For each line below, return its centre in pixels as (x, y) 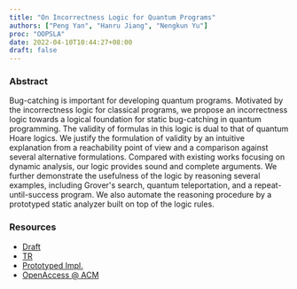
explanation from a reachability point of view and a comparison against (139, 148)
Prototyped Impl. (52, 265)
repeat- (268, 185)
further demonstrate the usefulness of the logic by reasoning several (135, 176)
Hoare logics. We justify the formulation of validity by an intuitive (127, 138)
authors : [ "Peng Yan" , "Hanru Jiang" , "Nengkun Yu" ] (109, 26)
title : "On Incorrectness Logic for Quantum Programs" (113, 17)
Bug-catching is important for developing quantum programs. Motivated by (146, 101)
